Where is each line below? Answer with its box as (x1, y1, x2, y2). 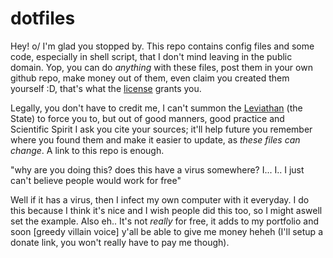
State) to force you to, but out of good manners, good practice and (10, 112, 285, 124)
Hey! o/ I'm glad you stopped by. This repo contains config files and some (10, 40, 315, 52)
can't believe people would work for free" (10, 174, 182, 186)
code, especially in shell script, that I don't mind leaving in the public (10, 50, 293, 62)
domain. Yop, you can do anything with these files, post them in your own (10, 61, 313, 73)
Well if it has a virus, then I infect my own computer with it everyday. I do (10, 193, 310, 206)
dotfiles (10, 7, 76, 30)
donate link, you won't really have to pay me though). (10, 236, 230, 248)
